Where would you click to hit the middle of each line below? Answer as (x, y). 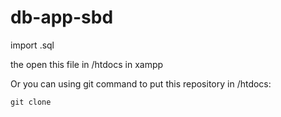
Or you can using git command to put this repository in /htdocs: (141, 83)
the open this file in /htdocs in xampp (87, 64)
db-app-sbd (62, 17)
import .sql (32, 45)
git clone (31, 102)
